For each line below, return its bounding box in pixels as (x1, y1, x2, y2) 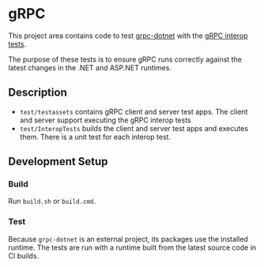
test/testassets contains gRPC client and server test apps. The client (19, 107, 248, 116)
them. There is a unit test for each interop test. (19, 132, 172, 141)
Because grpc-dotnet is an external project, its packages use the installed (8, 234, 249, 243)
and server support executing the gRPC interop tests (19, 115, 191, 125)
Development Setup (8, 155, 108, 168)
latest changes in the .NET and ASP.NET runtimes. (8, 62, 172, 72)
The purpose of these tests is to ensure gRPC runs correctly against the (8, 55, 243, 64)
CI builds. (8, 250, 40, 261)
